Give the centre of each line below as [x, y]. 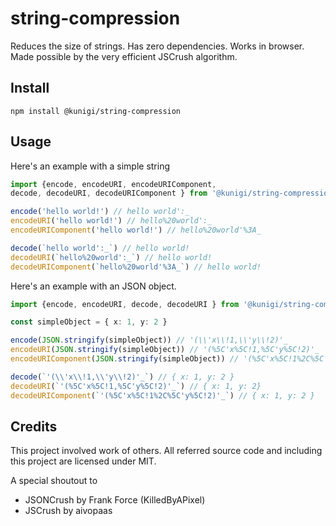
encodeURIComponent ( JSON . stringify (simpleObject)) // [125, 359]
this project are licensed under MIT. [83, 461]
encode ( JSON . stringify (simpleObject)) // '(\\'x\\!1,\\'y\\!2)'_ [149, 340]
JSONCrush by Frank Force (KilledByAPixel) [115, 500]
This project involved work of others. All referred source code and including [166, 451]
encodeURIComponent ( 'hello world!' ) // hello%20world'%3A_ [136, 230]
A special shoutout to [54, 481]
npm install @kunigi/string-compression [96, 111]
